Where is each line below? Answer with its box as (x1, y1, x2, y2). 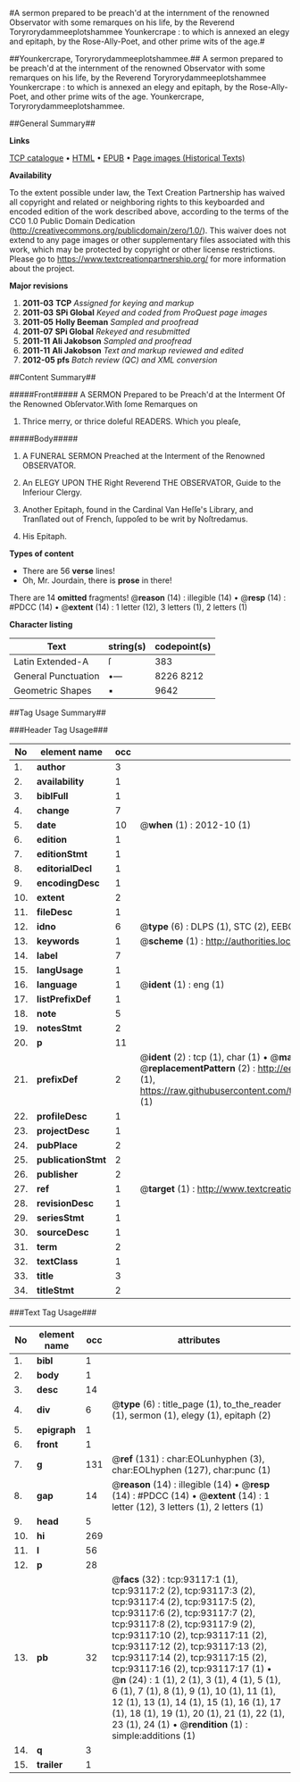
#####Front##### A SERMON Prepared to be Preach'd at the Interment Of (9, 389, 286, 400)
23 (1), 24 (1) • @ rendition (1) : (111, 1719, 248, 1730)
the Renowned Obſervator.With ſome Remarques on (9, 399, 198, 409)
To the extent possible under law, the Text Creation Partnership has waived (9, 187, 286, 197)
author (37, 761, 66, 773)
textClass (37, 1255, 79, 1267)
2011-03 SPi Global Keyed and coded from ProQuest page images (21, 307, 268, 318)
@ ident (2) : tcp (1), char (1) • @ (139, 1051, 279, 1063)
